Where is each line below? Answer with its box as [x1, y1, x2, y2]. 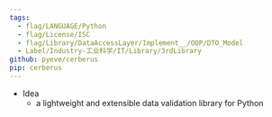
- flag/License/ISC [17, 30, 91, 39]
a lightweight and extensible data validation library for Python [35, 97, 264, 108]
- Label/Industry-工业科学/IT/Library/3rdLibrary [17, 47, 203, 56]
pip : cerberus [9, 64, 63, 73]
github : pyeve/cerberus [9, 55, 99, 64]
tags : [9, 13, 30, 22]
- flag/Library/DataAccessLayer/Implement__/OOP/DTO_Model [17, 38, 244, 48]
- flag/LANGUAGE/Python [17, 22, 106, 31]
